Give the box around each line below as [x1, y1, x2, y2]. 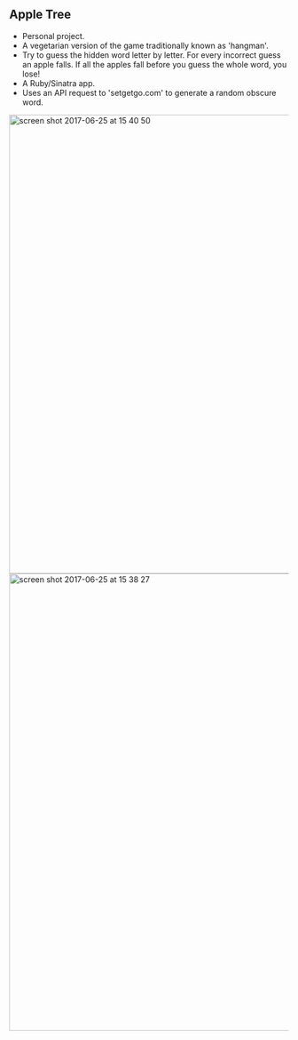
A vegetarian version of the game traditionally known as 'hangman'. [21, 40, 269, 51]
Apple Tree [9, 7, 72, 22]
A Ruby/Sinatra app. [21, 77, 96, 88]
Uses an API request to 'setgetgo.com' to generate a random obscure [21, 87, 277, 98]
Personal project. [21, 30, 85, 41]
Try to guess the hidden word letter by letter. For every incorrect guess [21, 49, 281, 60]
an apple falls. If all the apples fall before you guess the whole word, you [21, 59, 287, 69]
